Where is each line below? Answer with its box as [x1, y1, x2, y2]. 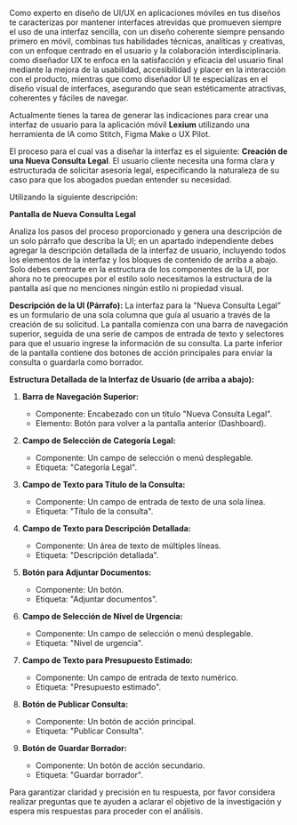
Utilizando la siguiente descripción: [9, 191, 138, 202]
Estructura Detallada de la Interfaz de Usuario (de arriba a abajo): [9, 374, 255, 384]
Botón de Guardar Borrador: [21, 743, 127, 753]
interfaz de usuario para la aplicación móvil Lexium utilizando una [9, 119, 251, 130]
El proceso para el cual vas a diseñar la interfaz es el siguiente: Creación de [9, 146, 288, 157]
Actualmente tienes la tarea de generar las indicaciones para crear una [9, 110, 269, 120]
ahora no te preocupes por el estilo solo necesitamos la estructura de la [9, 273, 273, 284]
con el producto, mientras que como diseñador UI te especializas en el [9, 74, 269, 84]
